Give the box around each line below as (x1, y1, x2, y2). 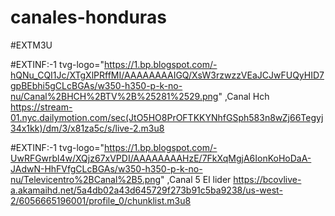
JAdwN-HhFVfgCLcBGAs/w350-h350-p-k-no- (10, 162, 203, 175)
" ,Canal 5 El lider (160, 173, 232, 185)
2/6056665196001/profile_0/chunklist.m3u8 (10, 194, 192, 206)
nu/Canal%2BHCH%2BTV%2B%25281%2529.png (10, 90, 219, 102)
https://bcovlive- (233, 173, 302, 185)
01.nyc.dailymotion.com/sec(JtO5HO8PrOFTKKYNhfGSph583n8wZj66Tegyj (10, 111, 324, 123)
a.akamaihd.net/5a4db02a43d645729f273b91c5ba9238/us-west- (10, 184, 283, 196)
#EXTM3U (10, 39, 53, 51)
